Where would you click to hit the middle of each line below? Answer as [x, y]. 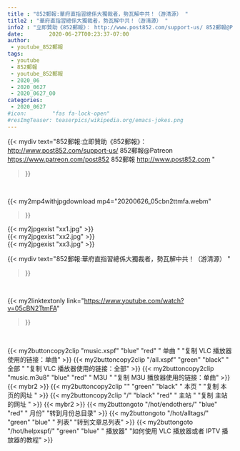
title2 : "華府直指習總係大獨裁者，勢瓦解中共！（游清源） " [88, 21]
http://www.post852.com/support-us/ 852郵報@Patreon [90, 150]
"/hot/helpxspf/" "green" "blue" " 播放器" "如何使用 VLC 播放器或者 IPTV [114, 431]
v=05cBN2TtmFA [32, 308]
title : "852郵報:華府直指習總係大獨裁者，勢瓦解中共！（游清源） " [98, 14]
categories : [25, 101]
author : [19, 41]
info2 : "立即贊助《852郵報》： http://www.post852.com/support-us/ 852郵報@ [119, 27]
